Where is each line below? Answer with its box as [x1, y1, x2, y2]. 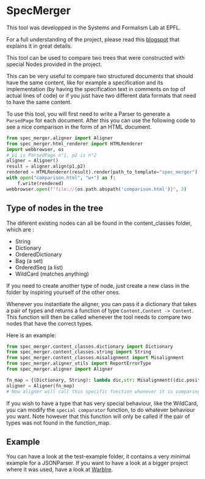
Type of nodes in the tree [6, 203, 104, 214]
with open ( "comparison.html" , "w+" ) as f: [6, 175, 116, 181]
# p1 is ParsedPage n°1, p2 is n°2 [6, 152, 97, 158]
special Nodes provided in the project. [6, 60, 103, 68]
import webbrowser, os [6, 146, 64, 153]
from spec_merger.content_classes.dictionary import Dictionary [6, 343, 173, 349]
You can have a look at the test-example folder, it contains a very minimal [6, 453, 190, 460]
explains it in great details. [6, 42, 72, 49]
